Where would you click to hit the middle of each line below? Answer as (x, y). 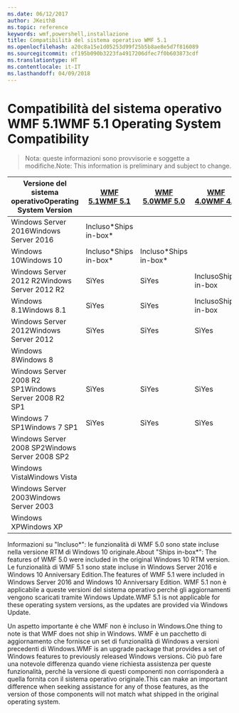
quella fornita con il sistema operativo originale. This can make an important (117, 679)
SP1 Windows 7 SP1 (44, 427)
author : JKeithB (31, 21)
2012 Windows (36, 331)
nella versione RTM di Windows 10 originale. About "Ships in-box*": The (112, 552)
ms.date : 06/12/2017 (38, 14)
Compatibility (48, 139)
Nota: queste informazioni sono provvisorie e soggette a (107, 159)
